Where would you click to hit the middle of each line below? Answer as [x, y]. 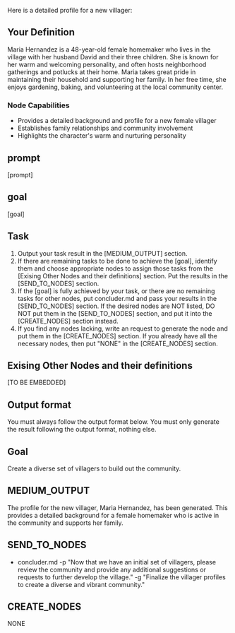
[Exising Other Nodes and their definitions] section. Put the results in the [122, 276]
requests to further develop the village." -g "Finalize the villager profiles [121, 577]
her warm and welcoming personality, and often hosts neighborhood [107, 64]
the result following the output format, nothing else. [82, 430]
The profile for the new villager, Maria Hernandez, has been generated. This [117, 507]
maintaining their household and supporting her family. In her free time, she [117, 79]
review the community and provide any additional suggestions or [112, 569]
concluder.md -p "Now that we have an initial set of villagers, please [117, 562]
